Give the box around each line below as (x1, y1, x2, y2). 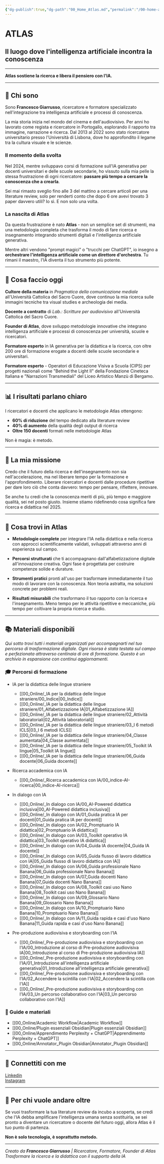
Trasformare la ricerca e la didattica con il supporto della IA (5, 1153, 126, 1159)
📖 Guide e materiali (5, 1009, 51, 1016)
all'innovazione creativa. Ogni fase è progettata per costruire (12, 561, 135, 567)
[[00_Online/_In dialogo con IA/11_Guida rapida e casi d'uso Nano (19, 916, 150, 921)
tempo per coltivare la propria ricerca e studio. (12, 606, 106, 612)
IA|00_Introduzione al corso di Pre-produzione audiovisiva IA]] (19, 950, 145, 956)
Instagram (5, 1077, 25, 1083)
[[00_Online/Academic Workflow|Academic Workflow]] (12, 1020, 123, 1025)
